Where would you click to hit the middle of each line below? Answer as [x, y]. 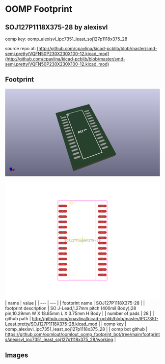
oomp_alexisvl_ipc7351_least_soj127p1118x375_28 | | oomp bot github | [76, 329]
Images [17, 355]
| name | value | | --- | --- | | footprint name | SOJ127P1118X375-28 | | [75, 303]
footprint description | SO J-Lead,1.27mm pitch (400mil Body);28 [71, 308]
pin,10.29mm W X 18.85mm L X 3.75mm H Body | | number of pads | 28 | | [80, 313]
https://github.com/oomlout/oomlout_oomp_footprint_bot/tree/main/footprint [82, 335]
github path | [18, 319]
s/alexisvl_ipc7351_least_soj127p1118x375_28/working [59, 339]
